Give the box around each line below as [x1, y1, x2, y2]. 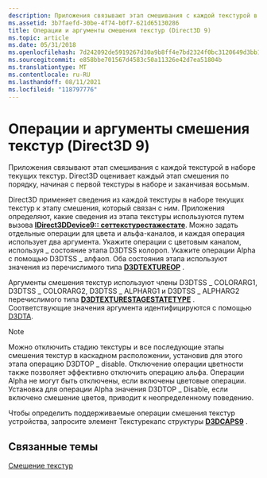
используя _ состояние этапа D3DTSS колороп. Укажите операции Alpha [8, 245, 256, 255]
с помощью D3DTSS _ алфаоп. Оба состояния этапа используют [8, 254, 228, 264]
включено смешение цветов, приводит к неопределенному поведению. [8, 393, 254, 403]
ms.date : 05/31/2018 [8, 41, 77, 49]
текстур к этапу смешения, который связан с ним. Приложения [8, 203, 225, 213]
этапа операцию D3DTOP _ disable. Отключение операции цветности [8, 359, 244, 369]
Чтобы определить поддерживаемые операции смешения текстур [8, 408, 236, 418]
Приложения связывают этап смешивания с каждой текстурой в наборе [8, 163, 256, 172]
